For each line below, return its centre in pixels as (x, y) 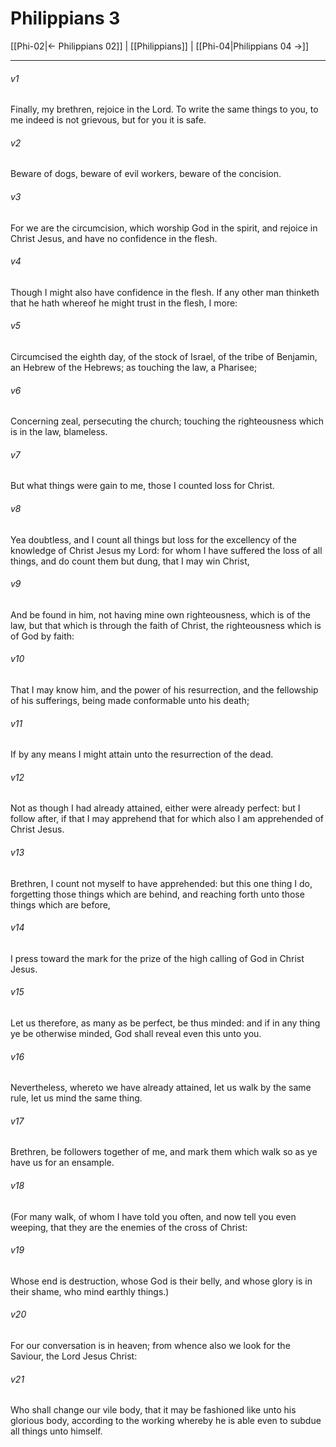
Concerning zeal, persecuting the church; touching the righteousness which (167, 421)
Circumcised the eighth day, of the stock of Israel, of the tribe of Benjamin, (164, 356)
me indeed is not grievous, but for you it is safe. (108, 120)
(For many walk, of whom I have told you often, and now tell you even (153, 1216)
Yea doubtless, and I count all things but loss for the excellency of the (153, 539)
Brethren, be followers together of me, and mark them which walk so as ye (164, 1152)
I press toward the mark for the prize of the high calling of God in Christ (157, 958)
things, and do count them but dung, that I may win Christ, (130, 561)
